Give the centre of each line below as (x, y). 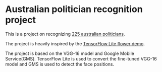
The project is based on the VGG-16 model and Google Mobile (70, 53)
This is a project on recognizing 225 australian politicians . (65, 34)
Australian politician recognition (74, 9)
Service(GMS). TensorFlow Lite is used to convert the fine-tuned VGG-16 (81, 58)
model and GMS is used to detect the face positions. (60, 64)
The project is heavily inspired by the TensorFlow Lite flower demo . (75, 43)
